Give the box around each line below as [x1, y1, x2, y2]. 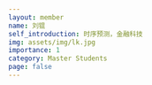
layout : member [8, 12, 65, 22]
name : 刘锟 [8, 21, 46, 30]
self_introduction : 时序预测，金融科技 [8, 29, 143, 38]
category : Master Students [8, 54, 108, 63]
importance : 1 [8, 46, 61, 55]
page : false [8, 63, 52, 72]
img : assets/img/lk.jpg [8, 37, 96, 47]
